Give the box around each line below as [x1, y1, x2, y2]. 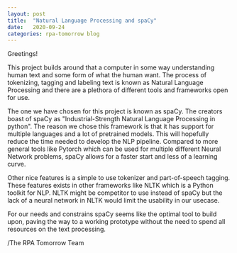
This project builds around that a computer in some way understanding [7, 63, 215, 72]
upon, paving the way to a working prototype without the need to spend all [7, 218, 226, 226]
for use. [7, 94, 31, 102]
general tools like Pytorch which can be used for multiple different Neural [7, 145, 221, 153]
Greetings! [7, 50, 38, 58]
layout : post [7, 10, 46, 18]
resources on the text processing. [7, 225, 106, 234]
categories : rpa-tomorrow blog [7, 30, 100, 38]
